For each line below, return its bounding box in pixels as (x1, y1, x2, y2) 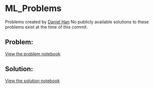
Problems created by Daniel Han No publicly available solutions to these (5, 19, 149, 25)
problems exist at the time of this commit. (5, 24, 88, 29)
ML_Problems (5, 3, 62, 14)
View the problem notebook (5, 51, 61, 57)
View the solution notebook (5, 78, 60, 84)
